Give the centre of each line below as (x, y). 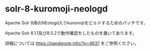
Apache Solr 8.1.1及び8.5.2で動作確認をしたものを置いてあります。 (71, 33)
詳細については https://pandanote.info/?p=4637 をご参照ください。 (72, 43)
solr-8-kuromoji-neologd (56, 9)
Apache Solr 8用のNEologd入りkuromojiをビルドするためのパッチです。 (76, 23)
